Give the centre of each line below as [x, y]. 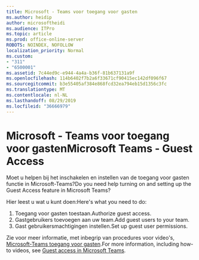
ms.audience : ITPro [30, 28]
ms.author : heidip [29, 17]
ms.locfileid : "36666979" [38, 106]
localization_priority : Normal [45, 51]
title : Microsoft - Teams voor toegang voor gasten [72, 12]
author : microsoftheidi [36, 23]
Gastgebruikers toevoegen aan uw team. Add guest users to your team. [102, 220]
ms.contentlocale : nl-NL [37, 95]
